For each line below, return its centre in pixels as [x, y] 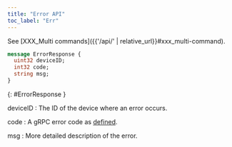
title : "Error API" [36, 14]
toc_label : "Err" [33, 21]
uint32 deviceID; [40, 61]
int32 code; [32, 67]
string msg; [32, 74]
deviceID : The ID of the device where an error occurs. [87, 108]
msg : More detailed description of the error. [72, 136]
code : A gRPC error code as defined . [62, 121]
